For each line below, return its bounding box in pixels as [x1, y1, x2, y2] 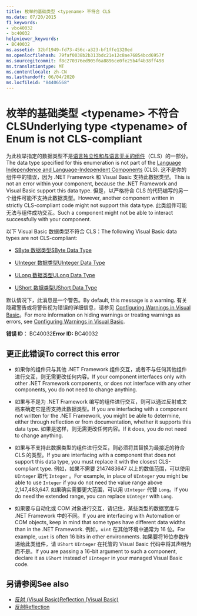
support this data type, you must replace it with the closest [14, 458, 158, 465]
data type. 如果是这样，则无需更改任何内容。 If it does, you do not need [14, 425, 187, 432]
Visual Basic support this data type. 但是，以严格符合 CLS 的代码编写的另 [6, 187, 183, 194]
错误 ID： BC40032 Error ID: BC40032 [6, 330, 98, 337]
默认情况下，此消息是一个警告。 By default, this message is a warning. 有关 [6, 297, 188, 304]
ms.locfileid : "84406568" [6, 80, 69, 86]
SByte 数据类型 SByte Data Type [14, 247, 92, 254]
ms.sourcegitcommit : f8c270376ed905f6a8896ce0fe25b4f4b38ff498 [6, 58, 165, 64]
